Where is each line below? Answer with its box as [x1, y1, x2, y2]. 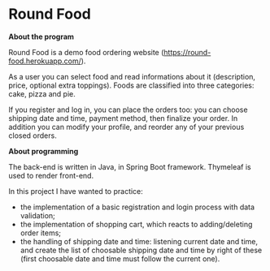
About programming [8, 146, 79, 156]
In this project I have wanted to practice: [8, 186, 144, 196]
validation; [20, 210, 55, 220]
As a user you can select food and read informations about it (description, [8, 71, 256, 81]
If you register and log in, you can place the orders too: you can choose [8, 105, 248, 114]
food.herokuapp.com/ [8, 56, 81, 66]
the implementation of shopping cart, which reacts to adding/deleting [20, 219, 253, 229]
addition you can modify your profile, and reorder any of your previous [8, 122, 245, 131]
